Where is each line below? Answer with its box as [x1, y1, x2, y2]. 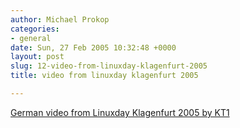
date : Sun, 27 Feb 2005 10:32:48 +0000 [10, 42, 177, 53]
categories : [10, 24, 60, 34]
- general [10, 33, 52, 43]
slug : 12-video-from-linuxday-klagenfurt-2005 [10, 61, 208, 71]
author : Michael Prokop [10, 14, 110, 25]
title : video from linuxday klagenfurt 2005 [10, 71, 199, 81]
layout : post [10, 52, 65, 62]
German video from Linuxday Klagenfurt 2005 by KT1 [10, 106, 230, 118]
